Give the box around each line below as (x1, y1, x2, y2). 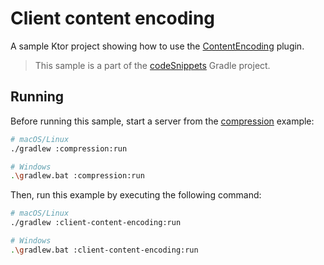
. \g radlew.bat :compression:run (10, 171, 145, 181)
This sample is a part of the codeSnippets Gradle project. (34, 59, 271, 71)
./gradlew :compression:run (10, 143, 128, 154)
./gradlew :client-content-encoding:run (10, 218, 182, 228)
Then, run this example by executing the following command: (10, 189, 262, 201)
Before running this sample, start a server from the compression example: (10, 115, 315, 127)
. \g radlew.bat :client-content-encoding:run (10, 245, 199, 255)
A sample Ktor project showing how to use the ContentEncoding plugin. (10, 40, 305, 52)
